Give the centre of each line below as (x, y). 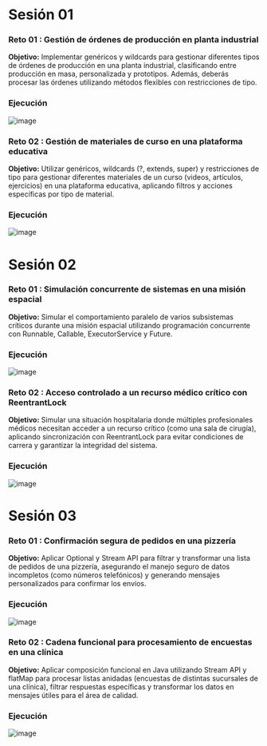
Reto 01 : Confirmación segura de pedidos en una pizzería (122, 541)
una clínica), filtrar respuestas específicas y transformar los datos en (121, 686)
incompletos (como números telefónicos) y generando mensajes (114, 575)
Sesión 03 (43, 516)
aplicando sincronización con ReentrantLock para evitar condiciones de (126, 437)
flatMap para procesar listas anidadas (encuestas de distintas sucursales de (133, 678)
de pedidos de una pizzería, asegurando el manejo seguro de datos (119, 567)
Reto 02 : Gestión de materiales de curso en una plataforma (126, 141)
